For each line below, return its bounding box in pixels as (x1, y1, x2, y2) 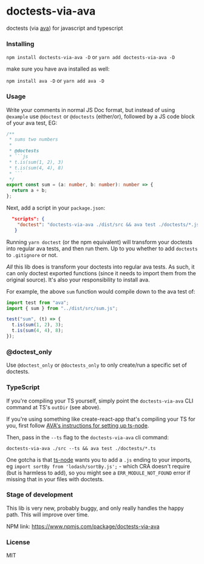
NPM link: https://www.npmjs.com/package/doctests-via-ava (6, 523, 160, 530)
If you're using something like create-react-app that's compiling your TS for (6, 415, 195, 423)
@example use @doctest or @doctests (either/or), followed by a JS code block (6, 113, 195, 120)
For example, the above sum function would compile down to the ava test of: (6, 287, 195, 295)
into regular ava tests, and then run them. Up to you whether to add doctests (6, 245, 198, 252)
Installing (6, 40, 35, 48)
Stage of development (6, 490, 73, 499)
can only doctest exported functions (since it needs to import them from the (6, 269, 196, 277)
